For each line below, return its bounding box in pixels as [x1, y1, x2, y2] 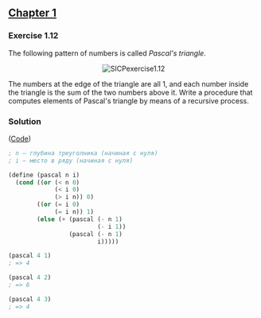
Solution [8, 115, 42, 126]
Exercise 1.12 [8, 30, 59, 41]
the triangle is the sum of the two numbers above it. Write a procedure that [8, 87, 253, 97]
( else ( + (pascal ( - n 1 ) [37, 215, 123, 223]
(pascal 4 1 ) [8, 252, 52, 260]
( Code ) [8, 134, 32, 143]
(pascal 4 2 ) [8, 273, 52, 281]
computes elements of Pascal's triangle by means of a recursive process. [8, 95, 249, 106]
